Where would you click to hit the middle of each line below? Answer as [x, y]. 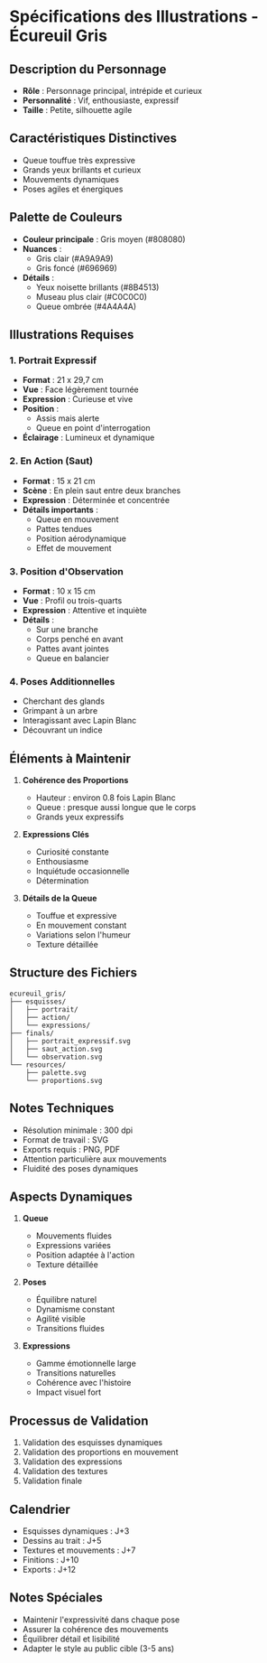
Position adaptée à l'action [85, 1255]
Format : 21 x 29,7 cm [63, 380]
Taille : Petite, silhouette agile [77, 110]
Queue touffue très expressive [78, 160]
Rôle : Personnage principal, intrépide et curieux [112, 91]
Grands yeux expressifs [80, 817]
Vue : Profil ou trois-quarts [72, 600]
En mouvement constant [81, 925]
